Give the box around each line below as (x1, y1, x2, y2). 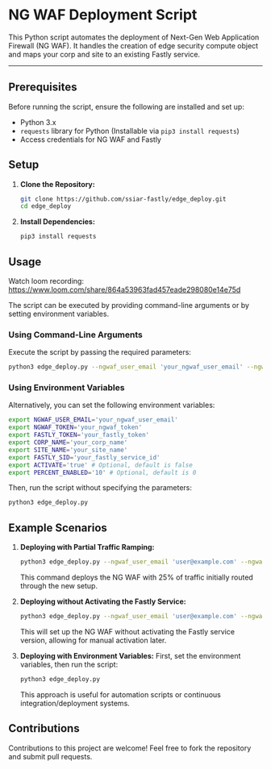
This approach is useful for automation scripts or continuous (19, 689, 222, 699)
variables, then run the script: (19, 659, 119, 669)
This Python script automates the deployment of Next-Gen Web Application (8, 32, 260, 42)
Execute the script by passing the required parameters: (8, 347, 192, 357)
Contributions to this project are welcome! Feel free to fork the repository (8, 743, 252, 753)
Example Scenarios (8, 521, 107, 534)
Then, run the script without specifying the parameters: (8, 483, 192, 493)
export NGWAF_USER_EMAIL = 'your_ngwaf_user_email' (8, 416, 179, 424)
